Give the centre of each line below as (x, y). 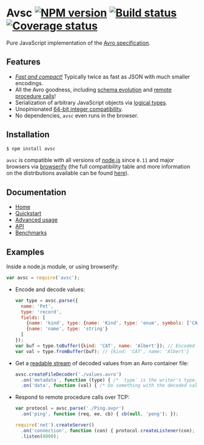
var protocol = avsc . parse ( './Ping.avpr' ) (70, 408)
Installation (28, 135)
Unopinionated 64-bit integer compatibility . (69, 109)
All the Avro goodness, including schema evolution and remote (93, 89)
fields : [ (33, 317)
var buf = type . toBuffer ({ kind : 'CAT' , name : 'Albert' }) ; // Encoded (105, 346)
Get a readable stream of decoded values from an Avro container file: (102, 363)
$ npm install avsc (31, 149)
